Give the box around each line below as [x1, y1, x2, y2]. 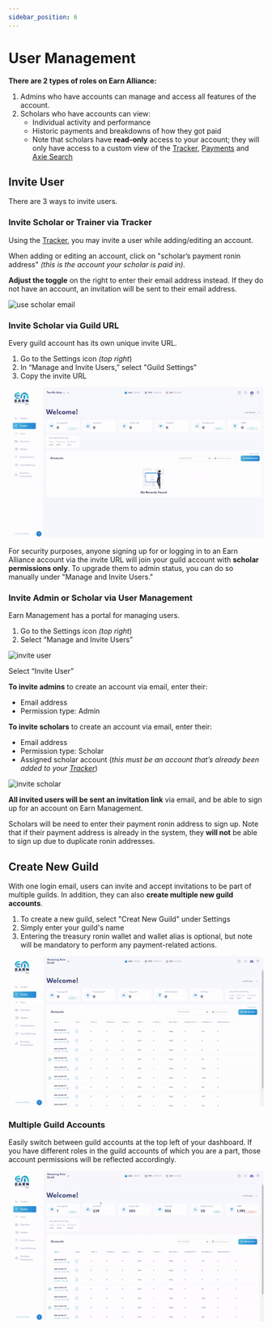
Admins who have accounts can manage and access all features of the [19, 92, 257, 101]
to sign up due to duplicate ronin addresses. [8, 837, 155, 846]
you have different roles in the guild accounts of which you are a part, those [8, 1146, 261, 1156]
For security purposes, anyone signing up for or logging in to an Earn [8, 547, 239, 556]
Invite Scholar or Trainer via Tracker [8, 217, 152, 228]
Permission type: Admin [19, 706, 100, 716]
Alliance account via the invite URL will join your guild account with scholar [8, 555, 259, 564]
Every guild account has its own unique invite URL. [8, 338, 177, 347]
